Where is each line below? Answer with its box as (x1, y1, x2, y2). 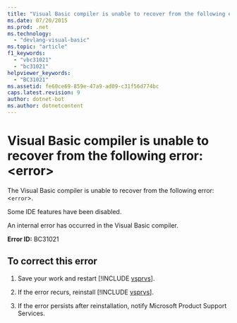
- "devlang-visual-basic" (13, 37, 90, 44)
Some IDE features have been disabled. (7, 207, 122, 216)
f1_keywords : (7, 50, 46, 57)
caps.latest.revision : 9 (7, 89, 80, 96)
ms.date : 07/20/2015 (7, 17, 68, 24)
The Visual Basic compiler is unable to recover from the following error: (7, 186, 214, 194)
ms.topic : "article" (7, 43, 68, 50)
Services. (17, 309, 46, 317)
